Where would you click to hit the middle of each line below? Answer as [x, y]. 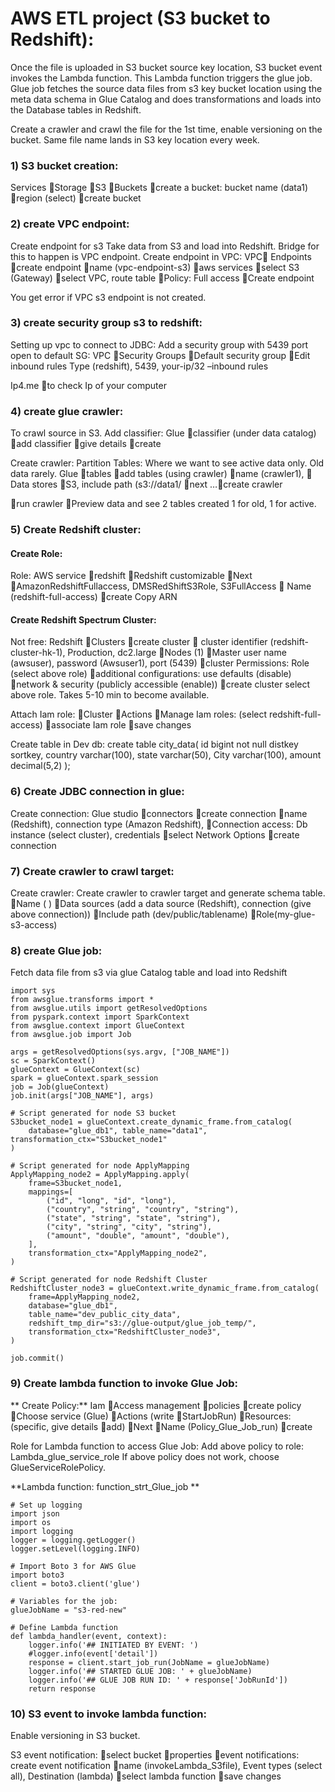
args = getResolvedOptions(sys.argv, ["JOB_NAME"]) [120, 1052]
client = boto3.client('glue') [75, 1583]
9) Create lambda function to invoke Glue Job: [124, 1384]
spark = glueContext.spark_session [84, 1078]
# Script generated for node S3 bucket [93, 1113]
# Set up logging [46, 1505]
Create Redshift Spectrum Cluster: [83, 619]
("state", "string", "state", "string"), [134, 1218]
